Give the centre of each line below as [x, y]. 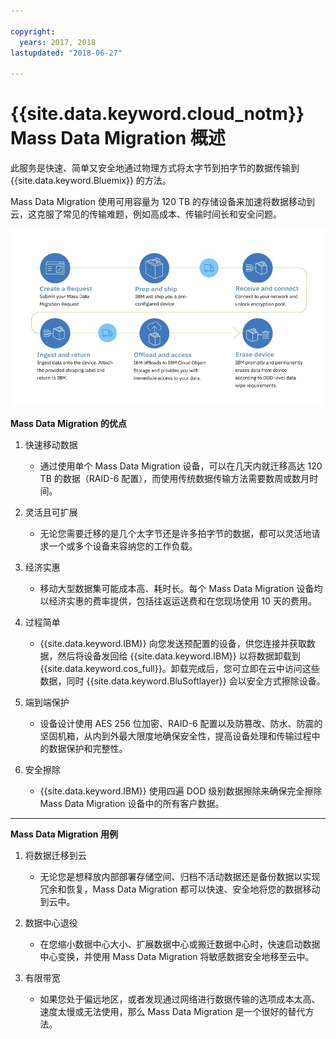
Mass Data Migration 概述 [118, 138]
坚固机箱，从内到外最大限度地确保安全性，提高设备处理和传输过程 [175, 736]
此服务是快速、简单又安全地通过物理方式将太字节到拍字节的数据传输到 [155, 168]
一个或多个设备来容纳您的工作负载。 [123, 546]
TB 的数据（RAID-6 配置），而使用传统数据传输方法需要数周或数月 [174, 478]
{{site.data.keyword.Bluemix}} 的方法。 [91, 181]
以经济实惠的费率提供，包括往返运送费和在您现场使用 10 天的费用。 [178, 601]
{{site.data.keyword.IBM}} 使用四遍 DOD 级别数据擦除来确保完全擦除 [181, 791]
